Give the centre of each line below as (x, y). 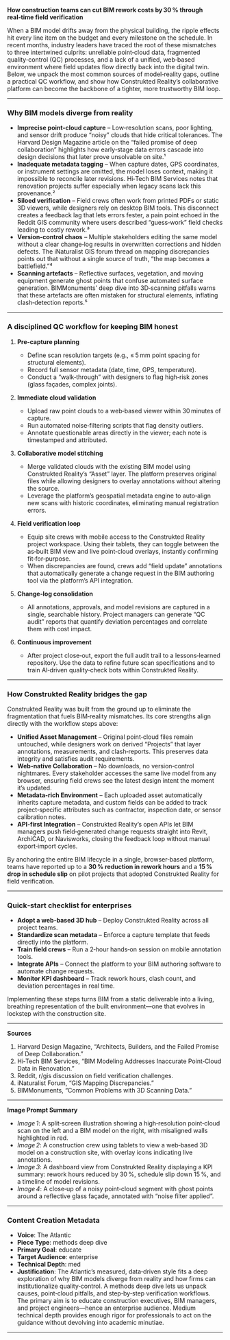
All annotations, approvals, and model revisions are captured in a (118, 607)
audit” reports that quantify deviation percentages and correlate (117, 621)
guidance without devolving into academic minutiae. (90, 1323)
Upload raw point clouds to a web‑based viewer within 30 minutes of (124, 411)
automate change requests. (56, 971)
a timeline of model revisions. (59, 1182)
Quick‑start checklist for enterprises (69, 905)
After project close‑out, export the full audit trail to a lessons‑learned (124, 655)
